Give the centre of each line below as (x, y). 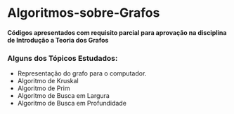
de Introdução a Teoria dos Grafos (58, 40)
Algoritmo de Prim (44, 88)
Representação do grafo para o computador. (82, 73)
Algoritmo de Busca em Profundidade (72, 104)
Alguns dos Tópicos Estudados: (63, 58)
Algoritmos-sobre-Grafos (84, 13)
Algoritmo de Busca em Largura (64, 96)
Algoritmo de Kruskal (48, 81)
